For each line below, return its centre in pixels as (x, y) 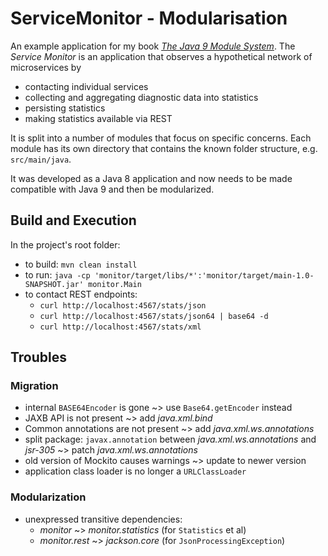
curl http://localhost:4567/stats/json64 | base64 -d (154, 316)
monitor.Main (115, 284)
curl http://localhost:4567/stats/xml (120, 327)
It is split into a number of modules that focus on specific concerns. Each (161, 138)
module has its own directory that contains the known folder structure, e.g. (164, 148)
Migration (34, 386)
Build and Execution (73, 220)
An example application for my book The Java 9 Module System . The (153, 46)
